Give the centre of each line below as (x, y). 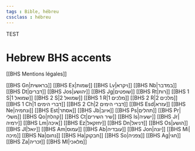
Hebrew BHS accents (59, 58)
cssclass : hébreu (28, 17)
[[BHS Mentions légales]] (36, 74)
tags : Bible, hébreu (33, 12)
